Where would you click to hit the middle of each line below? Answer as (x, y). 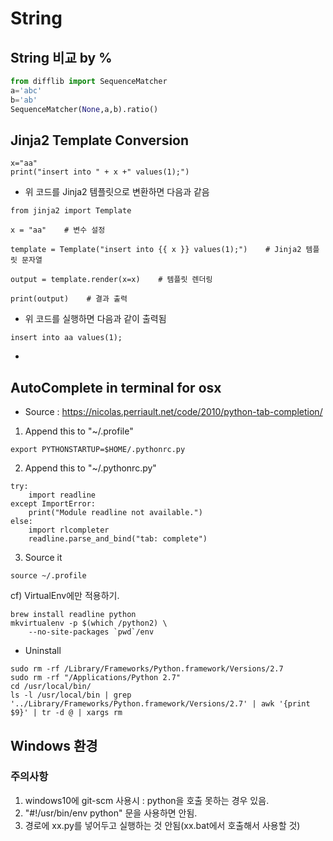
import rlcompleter (69, 530)
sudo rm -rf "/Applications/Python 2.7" (96, 678)
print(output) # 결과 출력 (69, 299)
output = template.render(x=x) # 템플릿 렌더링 (111, 280)
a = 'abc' (26, 90)
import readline (62, 495)
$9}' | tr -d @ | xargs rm (66, 713)
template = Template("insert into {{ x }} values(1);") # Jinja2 (156, 250)
